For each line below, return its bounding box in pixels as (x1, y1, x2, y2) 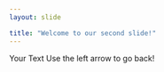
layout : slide (9, 12, 62, 22)
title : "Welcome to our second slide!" (9, 28, 157, 38)
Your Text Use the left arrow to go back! (9, 53, 155, 63)
